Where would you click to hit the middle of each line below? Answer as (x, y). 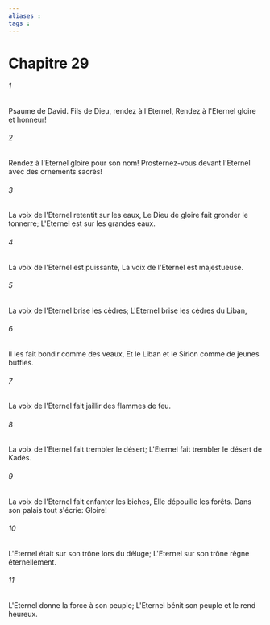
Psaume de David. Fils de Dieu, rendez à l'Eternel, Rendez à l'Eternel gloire (132, 110)
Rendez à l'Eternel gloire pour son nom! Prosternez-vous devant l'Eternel (130, 163)
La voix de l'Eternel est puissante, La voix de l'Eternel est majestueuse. (126, 267)
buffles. (21, 362)
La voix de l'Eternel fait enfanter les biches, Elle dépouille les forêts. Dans (130, 502)
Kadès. (20, 458)
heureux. (23, 614)
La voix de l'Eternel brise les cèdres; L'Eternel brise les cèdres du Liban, (128, 310)
